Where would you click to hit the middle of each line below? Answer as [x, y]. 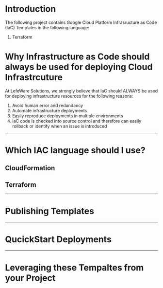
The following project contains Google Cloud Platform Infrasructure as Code [81, 22]
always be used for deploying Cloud [79, 67]
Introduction [31, 9]
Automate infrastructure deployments [49, 110]
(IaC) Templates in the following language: [47, 27]
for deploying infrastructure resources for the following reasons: [69, 96]
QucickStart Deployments [58, 240]
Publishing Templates [50, 211]
